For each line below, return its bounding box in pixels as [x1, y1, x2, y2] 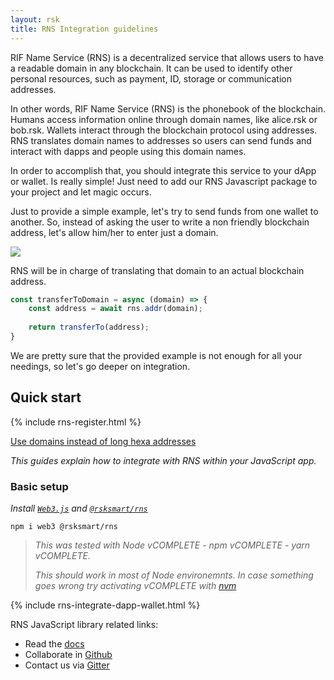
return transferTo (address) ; [28, 322, 150, 333]
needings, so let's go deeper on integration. [10, 360, 191, 372]
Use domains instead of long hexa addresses [10, 435, 197, 447]
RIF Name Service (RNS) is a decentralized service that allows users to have [10, 51, 324, 63]
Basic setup [10, 479, 69, 493]
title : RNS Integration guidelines [10, 24, 159, 34]
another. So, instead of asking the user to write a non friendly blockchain [10, 216, 310, 228]
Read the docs [24, 637, 85, 650]
